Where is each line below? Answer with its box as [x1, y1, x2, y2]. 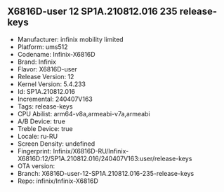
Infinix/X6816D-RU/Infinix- [53, 146, 129, 155]
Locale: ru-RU [17, 132, 58, 140]
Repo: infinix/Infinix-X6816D [17, 177, 98, 185]
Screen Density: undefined [17, 139, 95, 148]
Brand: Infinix [17, 57, 56, 66]
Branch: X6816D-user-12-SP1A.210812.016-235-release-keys [17, 169, 195, 177]
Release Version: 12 [17, 72, 74, 81]
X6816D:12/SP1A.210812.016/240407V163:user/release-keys [17, 154, 192, 163]
